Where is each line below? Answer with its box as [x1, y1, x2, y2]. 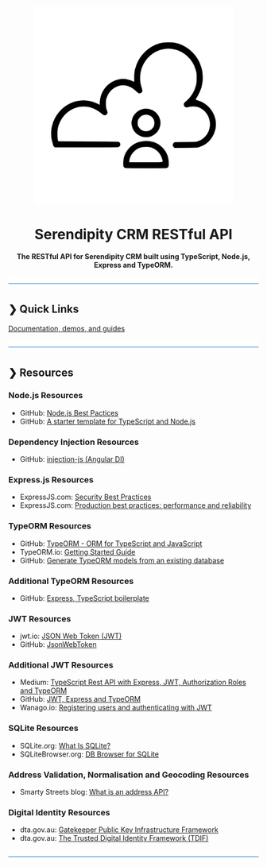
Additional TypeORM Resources [8, 575, 134, 586]
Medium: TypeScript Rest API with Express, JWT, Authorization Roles [19, 678, 246, 687]
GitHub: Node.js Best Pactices [19, 408, 119, 417]
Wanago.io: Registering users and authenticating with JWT [19, 703, 212, 713]
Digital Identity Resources [8, 807, 110, 818]
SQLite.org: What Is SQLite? [19, 741, 111, 750]
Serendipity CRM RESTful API [34, 226, 233, 244]
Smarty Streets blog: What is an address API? [19, 788, 169, 797]
